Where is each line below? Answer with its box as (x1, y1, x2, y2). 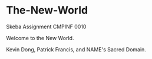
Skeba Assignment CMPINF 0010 (6, 23, 87, 30)
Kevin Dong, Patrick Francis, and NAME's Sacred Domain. (6, 45, 146, 53)
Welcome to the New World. (6, 34, 74, 41)
